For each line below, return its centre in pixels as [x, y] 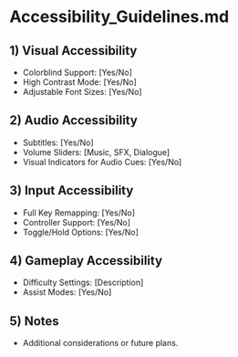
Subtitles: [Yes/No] [58, 142]
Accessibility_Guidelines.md [119, 17]
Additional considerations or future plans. [100, 343]
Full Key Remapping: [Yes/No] [78, 213]
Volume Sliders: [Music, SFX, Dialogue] [96, 152]
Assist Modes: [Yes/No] [67, 292]
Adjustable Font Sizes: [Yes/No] [83, 92]
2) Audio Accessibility [74, 121]
